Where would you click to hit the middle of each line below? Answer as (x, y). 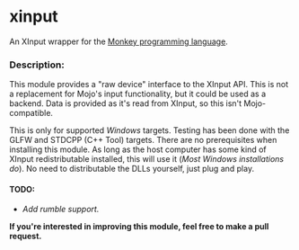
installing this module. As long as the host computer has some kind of (138, 149)
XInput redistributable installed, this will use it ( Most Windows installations (147, 159)
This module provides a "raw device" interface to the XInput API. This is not (149, 85)
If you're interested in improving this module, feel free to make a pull (139, 227)
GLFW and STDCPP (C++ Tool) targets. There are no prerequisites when (143, 140)
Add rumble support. (61, 210)
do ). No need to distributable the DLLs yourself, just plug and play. (132, 169)
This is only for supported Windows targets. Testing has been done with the (149, 130)
